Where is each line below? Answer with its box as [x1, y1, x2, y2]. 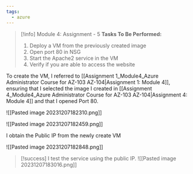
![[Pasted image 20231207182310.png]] [6, 109, 102, 116]
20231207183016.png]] [20, 161, 77, 168]
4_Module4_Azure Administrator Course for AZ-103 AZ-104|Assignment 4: [6, 91, 188, 98]
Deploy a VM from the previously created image [29, 42, 147, 49]
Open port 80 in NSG [29, 48, 81, 55]
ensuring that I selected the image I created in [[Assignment [6, 85, 152, 92]
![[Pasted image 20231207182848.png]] [6, 143, 104, 150]
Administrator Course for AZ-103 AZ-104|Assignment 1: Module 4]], [6, 78, 171, 86]
